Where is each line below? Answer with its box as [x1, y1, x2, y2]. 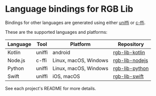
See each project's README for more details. [5, 85, 96, 91]
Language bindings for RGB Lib [5, 3, 134, 15]
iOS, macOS [52, 72, 80, 79]
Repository [117, 41, 144, 48]
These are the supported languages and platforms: [5, 29, 108, 35]
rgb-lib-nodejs [113, 57, 148, 64]
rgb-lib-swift [113, 72, 144, 79]
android [52, 49, 70, 56]
